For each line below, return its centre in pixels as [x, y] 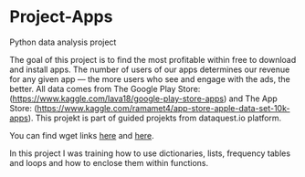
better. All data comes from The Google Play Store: [105, 88]
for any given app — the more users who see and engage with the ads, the [150, 78]
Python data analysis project [63, 42]
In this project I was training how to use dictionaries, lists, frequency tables [150, 153]
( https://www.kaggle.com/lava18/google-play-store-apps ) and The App [144, 99]
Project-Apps [61, 17]
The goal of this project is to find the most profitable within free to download [153, 59]
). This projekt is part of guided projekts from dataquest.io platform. [155, 118]
